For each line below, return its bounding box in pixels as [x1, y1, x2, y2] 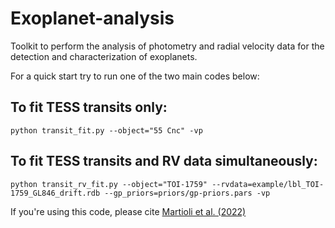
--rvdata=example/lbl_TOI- [211, 179, 325, 189]
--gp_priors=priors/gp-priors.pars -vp [104, 188, 271, 198]
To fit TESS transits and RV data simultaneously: [10, 153, 318, 170]
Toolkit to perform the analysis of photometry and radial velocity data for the [10, 40, 325, 52]
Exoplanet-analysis [10, 7, 175, 30]
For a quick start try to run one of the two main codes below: [10, 70, 260, 82]
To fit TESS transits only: [10, 99, 168, 116]
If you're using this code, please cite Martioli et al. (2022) [10, 205, 247, 217]
